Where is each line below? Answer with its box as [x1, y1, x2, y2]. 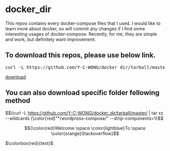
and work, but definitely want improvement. [5, 36, 96, 42]
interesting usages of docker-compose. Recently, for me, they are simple [5, 31, 157, 37]
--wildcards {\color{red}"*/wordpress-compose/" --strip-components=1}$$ [5, 115, 163, 121]
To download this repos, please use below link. [5, 51, 156, 60]
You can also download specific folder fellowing [5, 88, 160, 97]
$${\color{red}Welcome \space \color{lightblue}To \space [24, 125, 146, 131]
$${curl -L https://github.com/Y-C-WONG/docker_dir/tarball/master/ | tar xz [5, 110, 163, 116]
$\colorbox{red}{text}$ [5, 140, 54, 146]
